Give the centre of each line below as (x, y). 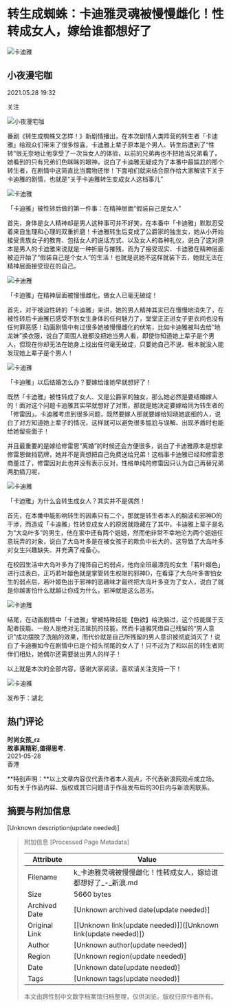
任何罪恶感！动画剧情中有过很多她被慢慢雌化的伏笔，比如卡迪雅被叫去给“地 (114, 327)
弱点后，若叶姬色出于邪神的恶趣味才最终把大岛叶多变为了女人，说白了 (118, 582)
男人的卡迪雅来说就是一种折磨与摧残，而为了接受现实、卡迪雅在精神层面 (121, 248)
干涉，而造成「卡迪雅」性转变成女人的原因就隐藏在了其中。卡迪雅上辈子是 (112, 524)
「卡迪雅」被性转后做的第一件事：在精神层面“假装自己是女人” (94, 208)
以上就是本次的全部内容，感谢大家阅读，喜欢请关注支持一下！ (95, 668)
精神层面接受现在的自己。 (43, 266)
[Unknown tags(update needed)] (126, 979)
